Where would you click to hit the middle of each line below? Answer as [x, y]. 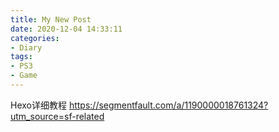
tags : [21, 57]
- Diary [26, 47]
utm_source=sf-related [57, 116]
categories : [35, 38]
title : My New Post [51, 19]
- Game [24, 76]
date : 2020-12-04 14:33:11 [66, 29]
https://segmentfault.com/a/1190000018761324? [168, 105]
